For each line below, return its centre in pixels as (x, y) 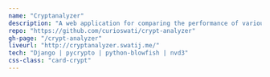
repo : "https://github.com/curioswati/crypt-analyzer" (102, 30)
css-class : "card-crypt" (50, 61)
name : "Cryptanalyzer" (46, 16)
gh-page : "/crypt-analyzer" (55, 38)
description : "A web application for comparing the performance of (124, 23)
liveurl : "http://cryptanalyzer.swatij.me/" (84, 46)
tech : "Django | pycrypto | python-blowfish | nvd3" (98, 53)
